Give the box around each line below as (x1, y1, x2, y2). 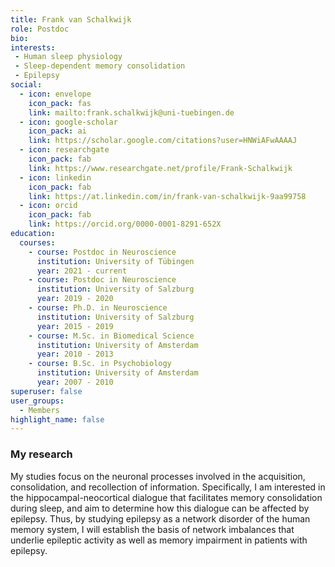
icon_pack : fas (28, 98, 92, 108)
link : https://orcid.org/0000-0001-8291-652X (28, 219, 222, 230)
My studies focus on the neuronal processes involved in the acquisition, (10, 470, 306, 482)
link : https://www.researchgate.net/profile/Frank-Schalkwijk (28, 163, 293, 173)
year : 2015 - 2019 (36, 321, 114, 331)
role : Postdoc (10, 24, 70, 34)
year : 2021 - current (36, 266, 128, 276)
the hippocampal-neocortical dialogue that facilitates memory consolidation (10, 491, 323, 503)
